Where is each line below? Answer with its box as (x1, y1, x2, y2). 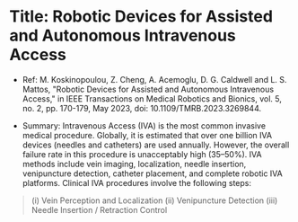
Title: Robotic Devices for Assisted (9, 6, 274, 27)
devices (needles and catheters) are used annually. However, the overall (22, 139, 290, 150)
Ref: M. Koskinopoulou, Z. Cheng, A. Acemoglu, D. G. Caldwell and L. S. (22, 74, 287, 84)
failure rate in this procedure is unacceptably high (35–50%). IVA (22, 148, 262, 159)
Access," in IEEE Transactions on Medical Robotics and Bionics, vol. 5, (22, 93, 283, 104)
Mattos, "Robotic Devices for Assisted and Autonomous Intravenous (22, 84, 275, 94)
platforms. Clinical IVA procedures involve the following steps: (22, 177, 252, 188)
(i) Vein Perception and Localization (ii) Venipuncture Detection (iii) (31, 195, 278, 206)
